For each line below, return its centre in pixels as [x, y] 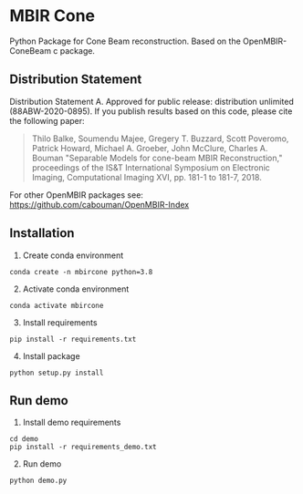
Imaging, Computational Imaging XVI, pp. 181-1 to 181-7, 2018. [146, 177]
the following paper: [47, 120]
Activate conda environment [76, 289]
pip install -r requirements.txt [73, 339]
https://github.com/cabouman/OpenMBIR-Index [99, 204]
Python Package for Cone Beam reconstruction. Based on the [125, 41]
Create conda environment [73, 255]
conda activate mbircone [57, 305]
